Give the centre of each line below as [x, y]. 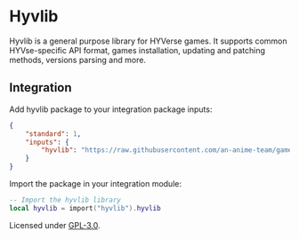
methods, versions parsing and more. [78, 60]
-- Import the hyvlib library [65, 200]
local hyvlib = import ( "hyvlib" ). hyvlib [85, 208]
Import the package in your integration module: [96, 183]
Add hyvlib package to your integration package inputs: [111, 109]
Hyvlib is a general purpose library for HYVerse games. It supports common [148, 41]
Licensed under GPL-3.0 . [55, 225]
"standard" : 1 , [53, 134]
